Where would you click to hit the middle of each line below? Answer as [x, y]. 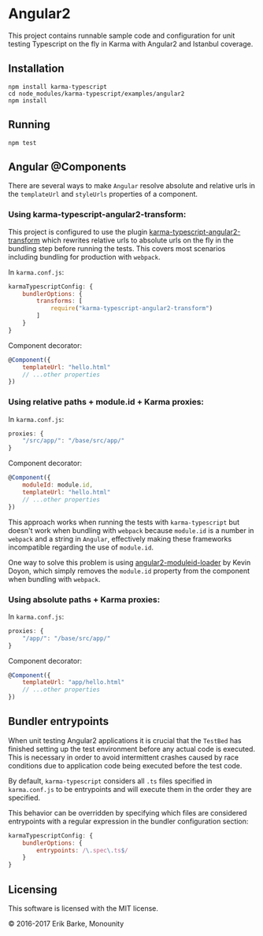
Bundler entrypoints [58, 721]
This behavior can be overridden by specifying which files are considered [128, 812]
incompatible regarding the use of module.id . [81, 547]
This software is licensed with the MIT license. [83, 908]
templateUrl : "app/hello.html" [74, 683]
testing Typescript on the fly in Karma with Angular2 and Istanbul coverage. [131, 43]
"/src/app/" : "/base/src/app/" [74, 441]
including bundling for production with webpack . [84, 257]
